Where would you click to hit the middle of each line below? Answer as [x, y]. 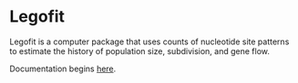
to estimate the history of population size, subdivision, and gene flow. [140, 51]
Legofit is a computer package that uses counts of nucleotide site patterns [149, 41]
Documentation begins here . [63, 69]
